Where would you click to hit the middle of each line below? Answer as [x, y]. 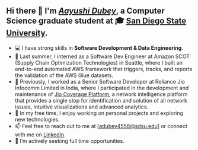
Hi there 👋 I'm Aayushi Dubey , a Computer [85, 11]
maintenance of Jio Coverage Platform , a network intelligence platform [101, 94]
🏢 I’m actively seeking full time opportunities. [69, 141]
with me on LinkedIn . [40, 135]
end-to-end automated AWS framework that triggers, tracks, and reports [103, 69]
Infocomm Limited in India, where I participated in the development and [102, 88]
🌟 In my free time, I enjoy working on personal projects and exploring [99, 113]
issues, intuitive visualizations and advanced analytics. [82, 107]
